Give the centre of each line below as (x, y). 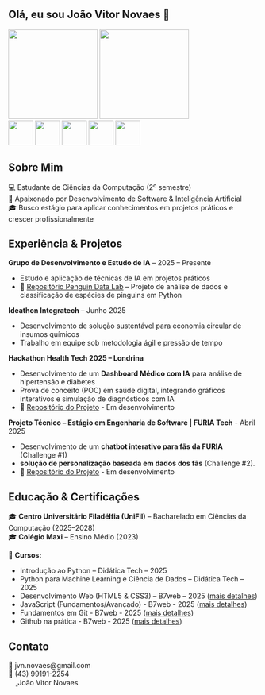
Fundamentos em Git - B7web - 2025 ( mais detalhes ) (107, 613)
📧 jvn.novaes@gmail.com (50, 666)
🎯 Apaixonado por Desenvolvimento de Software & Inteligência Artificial (125, 199)
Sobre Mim (36, 168)
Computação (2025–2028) (52, 528)
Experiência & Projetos (65, 244)
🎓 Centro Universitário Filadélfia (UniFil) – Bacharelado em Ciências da (127, 516)
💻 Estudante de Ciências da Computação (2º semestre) (100, 187)
